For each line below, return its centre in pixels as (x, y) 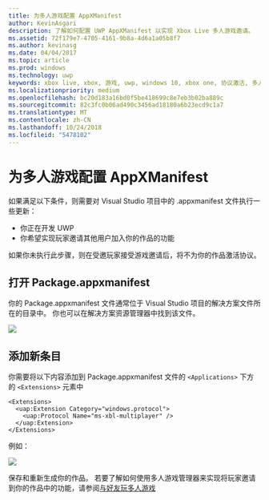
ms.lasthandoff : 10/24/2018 (55, 127)
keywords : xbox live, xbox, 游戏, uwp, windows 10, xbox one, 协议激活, (128, 83)
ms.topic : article (39, 61)
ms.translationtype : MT (48, 113)
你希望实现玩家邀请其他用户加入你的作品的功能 (97, 238)
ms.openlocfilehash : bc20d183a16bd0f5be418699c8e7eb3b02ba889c (116, 98)
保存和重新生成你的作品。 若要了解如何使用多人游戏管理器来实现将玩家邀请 (132, 478)
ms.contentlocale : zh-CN (50, 120)
